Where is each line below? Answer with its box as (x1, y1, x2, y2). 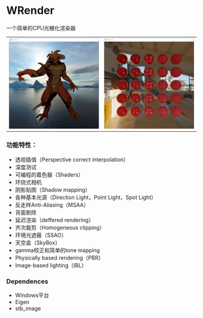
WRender (6, 4, 54, 18)
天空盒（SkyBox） (14, 239, 61, 246)
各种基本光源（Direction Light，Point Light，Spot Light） (14, 193, 157, 201)
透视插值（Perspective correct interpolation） (14, 155, 129, 163)
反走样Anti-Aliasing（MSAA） (14, 201, 89, 209)
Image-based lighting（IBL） (14, 261, 87, 269)
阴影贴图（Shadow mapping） (14, 186, 91, 193)
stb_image (14, 305, 41, 312)
